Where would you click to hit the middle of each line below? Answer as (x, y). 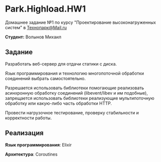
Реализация (24, 133)
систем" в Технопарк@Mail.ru (36, 27)
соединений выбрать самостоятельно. (45, 78)
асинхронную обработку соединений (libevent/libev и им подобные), (77, 93)
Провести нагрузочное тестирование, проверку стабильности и (72, 113)
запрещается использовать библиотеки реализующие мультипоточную (80, 98)
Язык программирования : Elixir (38, 145)
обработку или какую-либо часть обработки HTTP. (58, 103)
